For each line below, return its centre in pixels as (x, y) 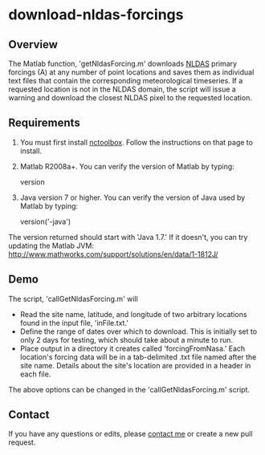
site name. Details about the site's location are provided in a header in (135, 365)
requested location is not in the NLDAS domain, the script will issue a (122, 89)
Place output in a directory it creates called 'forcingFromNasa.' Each (132, 348)
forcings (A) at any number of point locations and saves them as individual (131, 72)
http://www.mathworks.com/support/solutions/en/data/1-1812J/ (113, 254)
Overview (33, 45)
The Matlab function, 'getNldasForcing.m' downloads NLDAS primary (123, 63)
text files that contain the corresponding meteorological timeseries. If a (126, 81)
